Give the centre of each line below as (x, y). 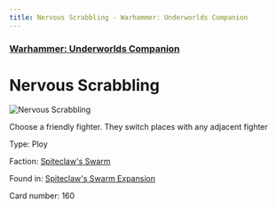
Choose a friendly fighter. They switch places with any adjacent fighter (138, 127)
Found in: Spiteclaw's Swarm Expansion (82, 179)
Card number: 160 (42, 196)
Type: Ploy (29, 144)
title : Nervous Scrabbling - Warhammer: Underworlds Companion (129, 17)
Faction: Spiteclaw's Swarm (60, 162)
